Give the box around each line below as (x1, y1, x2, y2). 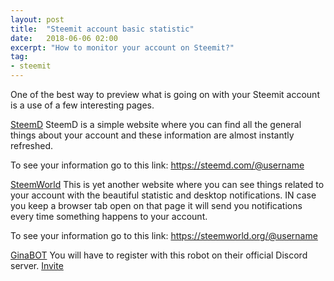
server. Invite (10, 260, 64, 271)
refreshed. (10, 140, 54, 151)
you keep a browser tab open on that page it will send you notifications (10, 200, 303, 211)
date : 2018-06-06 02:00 (10, 33, 118, 43)
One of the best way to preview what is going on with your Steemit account (10, 89, 320, 100)
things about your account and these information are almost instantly (10, 129, 295, 141)
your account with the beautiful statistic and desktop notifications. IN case (10, 189, 317, 201)
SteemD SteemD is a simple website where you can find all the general (10, 119, 302, 130)
